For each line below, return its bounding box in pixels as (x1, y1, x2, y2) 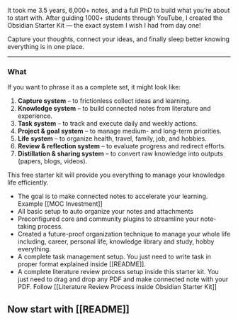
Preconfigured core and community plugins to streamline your (17, 214, 200, 223)
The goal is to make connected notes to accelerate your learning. (17, 192, 208, 201)
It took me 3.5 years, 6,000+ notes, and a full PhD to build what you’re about (7, 6, 230, 14)
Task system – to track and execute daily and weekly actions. (17, 119, 198, 128)
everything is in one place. (7, 43, 85, 50)
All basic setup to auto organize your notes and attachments (17, 207, 193, 216)
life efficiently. (7, 178, 49, 187)
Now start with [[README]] (7, 303, 130, 315)
